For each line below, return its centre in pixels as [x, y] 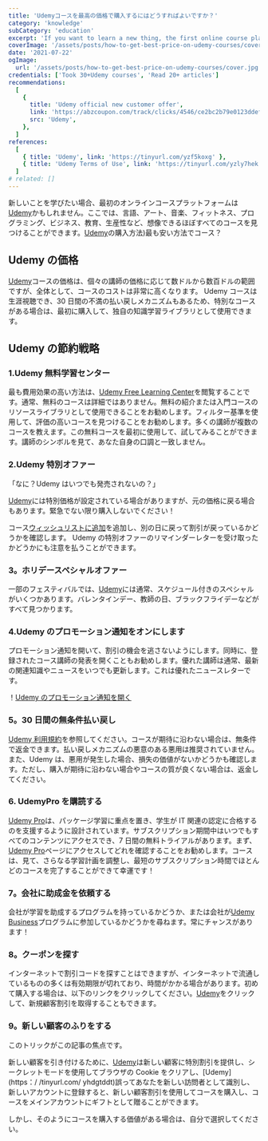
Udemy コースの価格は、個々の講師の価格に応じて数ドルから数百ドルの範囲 [132, 281]
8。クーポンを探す [44, 955]
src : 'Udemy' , [53, 120]
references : [28, 142]
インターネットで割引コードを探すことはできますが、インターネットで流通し [134, 973]
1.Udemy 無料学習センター [59, 373]
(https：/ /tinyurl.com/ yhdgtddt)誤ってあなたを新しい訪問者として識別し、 [131, 1082]
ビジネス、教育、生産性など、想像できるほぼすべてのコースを [150, 222]
